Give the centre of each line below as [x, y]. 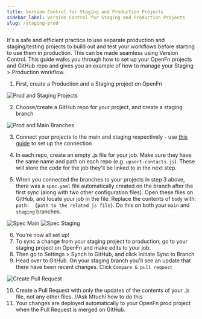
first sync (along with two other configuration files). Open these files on [104, 192]
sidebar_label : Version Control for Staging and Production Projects [96, 17]
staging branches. [38, 212]
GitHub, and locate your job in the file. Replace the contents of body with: [106, 199]
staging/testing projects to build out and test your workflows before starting [101, 46]
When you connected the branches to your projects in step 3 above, [100, 180]
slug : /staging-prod [33, 23]
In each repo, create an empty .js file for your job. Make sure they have [103, 155]
